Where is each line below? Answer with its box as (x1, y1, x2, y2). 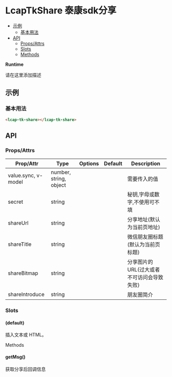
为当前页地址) (127, 224, 160, 231)
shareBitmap (8, 270, 38, 277)
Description (131, 160, 160, 167)
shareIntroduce (8, 291, 45, 298)
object (51, 182, 67, 189)
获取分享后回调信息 (5, 366, 46, 372)
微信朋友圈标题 (127, 234, 164, 241)
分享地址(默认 (127, 216, 160, 223)
